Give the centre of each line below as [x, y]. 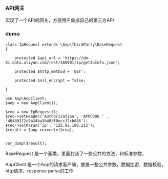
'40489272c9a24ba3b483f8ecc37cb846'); [47, 121]
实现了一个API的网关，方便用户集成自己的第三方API [60, 20]
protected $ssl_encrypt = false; [50, 81]
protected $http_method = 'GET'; [50, 71]
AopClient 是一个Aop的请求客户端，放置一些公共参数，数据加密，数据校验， [86, 164]
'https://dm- [76, 58]
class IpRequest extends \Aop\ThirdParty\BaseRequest [64, 45]
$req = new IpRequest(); [32, 112]
